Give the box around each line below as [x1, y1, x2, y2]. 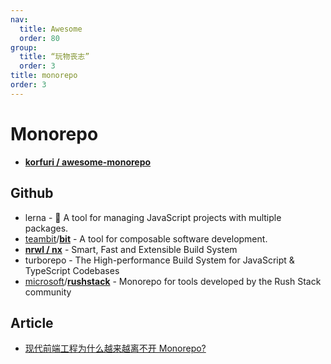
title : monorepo [10, 71, 78, 81]
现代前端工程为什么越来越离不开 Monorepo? [24, 342, 207, 355]
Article [10, 314, 54, 331]
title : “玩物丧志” [19, 52, 90, 62]
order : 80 [19, 33, 60, 43]
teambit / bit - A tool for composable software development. [24, 232, 268, 245]
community [24, 286, 72, 298]
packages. [24, 222, 69, 234]
